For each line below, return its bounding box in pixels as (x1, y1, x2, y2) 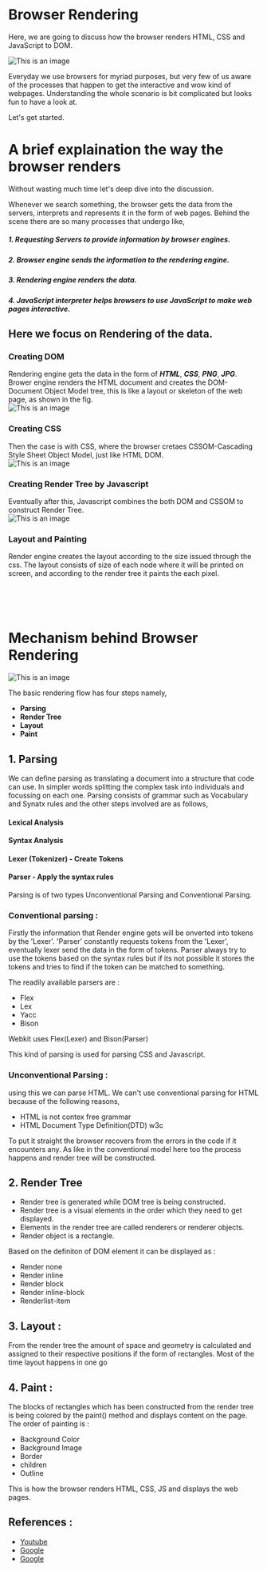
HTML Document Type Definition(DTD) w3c (19, 1120, 163, 1129)
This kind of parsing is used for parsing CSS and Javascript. (8, 1049, 206, 1059)
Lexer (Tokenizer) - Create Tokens (8, 853, 124, 863)
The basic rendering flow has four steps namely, (8, 688, 167, 698)
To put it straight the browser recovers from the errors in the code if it (8, 1136, 237, 1145)
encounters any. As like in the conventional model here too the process (8, 1144, 241, 1153)
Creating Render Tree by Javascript (8, 478, 149, 490)
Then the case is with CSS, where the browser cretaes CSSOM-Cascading (8, 442, 253, 451)
